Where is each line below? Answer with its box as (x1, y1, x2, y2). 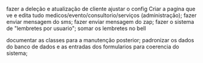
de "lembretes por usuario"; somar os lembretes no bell (6, 24, 146, 32)
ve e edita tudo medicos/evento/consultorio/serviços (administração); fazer (6, 12, 197, 19)
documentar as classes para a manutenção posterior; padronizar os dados (6, 37, 194, 43)
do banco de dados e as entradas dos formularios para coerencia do (6, 43, 179, 50)
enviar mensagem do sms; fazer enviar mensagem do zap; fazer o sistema (6, 18, 194, 25)
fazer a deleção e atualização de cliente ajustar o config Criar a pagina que (6, 6, 196, 12)
